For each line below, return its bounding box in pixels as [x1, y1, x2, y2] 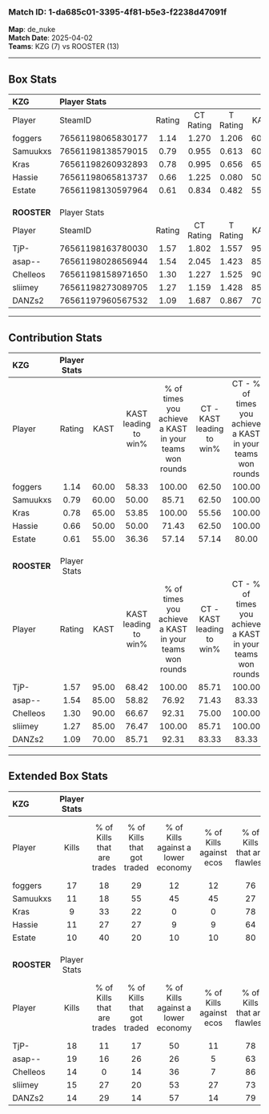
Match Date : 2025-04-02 [8, 33, 94, 42]
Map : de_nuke [8, 25, 56, 34]
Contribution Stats [8, 331, 102, 345]
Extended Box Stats [8, 769, 108, 783]
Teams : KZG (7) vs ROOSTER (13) [8, 42, 120, 51]
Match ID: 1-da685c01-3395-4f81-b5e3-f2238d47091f [8, 6, 227, 18]
